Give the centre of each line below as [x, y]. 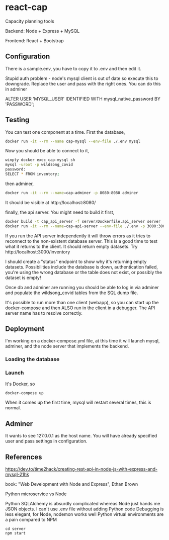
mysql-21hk [17, 475]
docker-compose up [24, 393]
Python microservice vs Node [36, 494]
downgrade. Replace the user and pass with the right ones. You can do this [83, 83]
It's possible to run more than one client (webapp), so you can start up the [82, 302]
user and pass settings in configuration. [46, 441]
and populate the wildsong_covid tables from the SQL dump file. [72, 293]
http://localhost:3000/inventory [38, 252]
